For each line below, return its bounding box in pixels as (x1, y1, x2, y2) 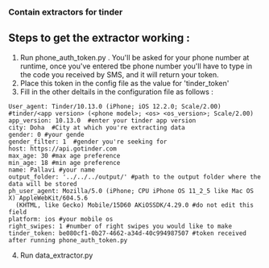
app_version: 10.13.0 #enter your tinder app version (8, 116, 197, 125)
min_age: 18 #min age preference (8, 159, 121, 167)
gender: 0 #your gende (8, 130, 85, 138)
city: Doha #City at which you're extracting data (8, 123, 185, 131)
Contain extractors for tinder (8, 6, 123, 18)
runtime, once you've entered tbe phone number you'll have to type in (19, 61, 252, 71)
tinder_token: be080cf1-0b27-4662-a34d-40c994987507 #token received (8, 229, 247, 237)
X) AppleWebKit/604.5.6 (8, 194, 89, 202)
